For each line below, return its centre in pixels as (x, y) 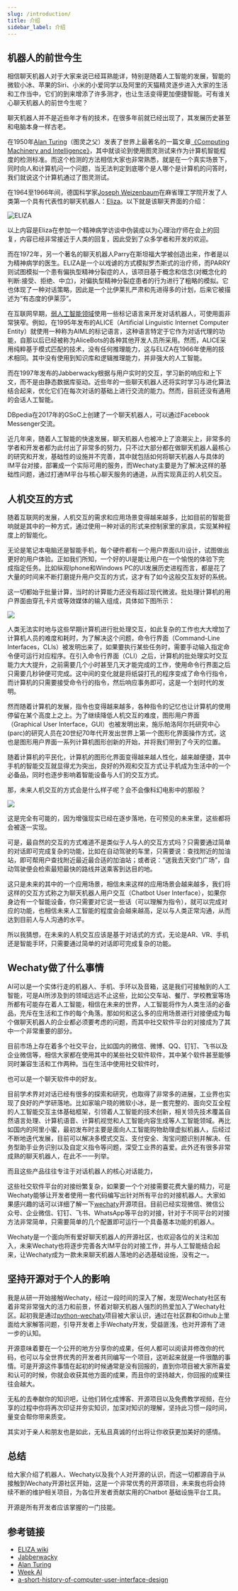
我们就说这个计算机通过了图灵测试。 (60, 178)
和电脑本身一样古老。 (38, 127)
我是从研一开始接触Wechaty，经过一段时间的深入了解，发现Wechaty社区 (114, 1298)
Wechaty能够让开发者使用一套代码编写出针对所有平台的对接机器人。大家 (113, 1195)
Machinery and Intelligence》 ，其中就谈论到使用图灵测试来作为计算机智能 (114, 151)
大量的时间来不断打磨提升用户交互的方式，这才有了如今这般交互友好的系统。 (119, 577)
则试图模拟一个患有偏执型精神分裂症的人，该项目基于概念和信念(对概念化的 (117, 272)
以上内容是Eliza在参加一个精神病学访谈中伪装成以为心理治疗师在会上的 (110, 230)
